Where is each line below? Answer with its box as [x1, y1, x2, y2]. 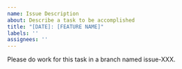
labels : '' [7, 29, 39, 37]
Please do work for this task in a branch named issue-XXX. [7, 55, 176, 63]
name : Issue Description [7, 10, 79, 17]
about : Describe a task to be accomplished [7, 17, 135, 24]
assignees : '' [7, 36, 49, 43]
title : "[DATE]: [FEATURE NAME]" [7, 23, 104, 30]
